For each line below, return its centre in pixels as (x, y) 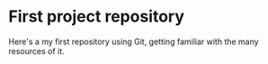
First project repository (97, 17)
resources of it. (36, 50)
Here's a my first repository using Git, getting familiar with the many (134, 41)
